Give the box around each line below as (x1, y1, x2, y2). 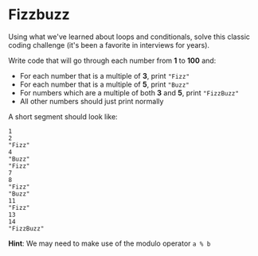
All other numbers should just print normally (19, 96, 164, 106)
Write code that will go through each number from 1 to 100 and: (8, 56, 217, 65)
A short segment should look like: (8, 111, 118, 121)
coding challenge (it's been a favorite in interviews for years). (8, 40, 209, 49)
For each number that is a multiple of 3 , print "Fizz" (19, 71, 190, 80)
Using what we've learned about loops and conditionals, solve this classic (8, 32, 251, 41)
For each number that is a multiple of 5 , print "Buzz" (19, 80, 190, 89)
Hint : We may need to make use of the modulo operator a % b (8, 239, 211, 248)
